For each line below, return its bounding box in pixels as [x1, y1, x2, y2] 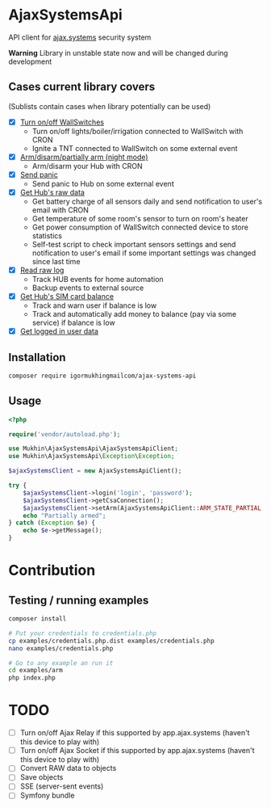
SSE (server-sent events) [19, 781, 104, 791]
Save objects [19, 772, 64, 782]
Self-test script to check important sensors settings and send [31, 240, 236, 249]
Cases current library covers [8, 80, 156, 94]
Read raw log [19, 265, 65, 275]
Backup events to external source [31, 283, 144, 292]
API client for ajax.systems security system [8, 32, 152, 42]
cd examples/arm [8, 667, 63, 675]
